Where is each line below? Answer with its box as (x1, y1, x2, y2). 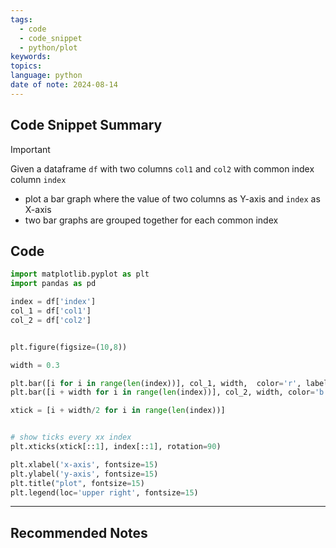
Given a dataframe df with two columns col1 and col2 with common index (10, 162, 315, 175)
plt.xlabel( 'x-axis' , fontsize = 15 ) (10, 459, 159, 470)
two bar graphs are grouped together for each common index (24, 214, 279, 226)
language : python (10, 71, 83, 81)
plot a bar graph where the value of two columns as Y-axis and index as (24, 192, 321, 205)
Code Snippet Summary (10, 117, 163, 134)
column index (10, 173, 67, 185)
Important (10, 143, 51, 155)
